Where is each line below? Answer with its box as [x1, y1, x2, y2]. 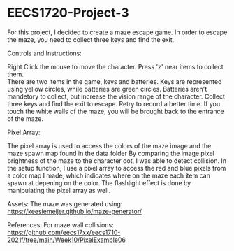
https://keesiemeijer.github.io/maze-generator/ [7, 207, 142, 215]
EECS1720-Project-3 [7, 5, 129, 21]
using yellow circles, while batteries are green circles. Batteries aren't [7, 85, 207, 93]
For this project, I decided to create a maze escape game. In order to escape [7, 28, 228, 36]
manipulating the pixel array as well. [7, 186, 110, 194]
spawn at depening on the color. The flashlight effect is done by [7, 178, 191, 187]
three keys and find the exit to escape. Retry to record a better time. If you [7, 99, 221, 108]
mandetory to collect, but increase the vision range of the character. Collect [7, 92, 226, 101]
